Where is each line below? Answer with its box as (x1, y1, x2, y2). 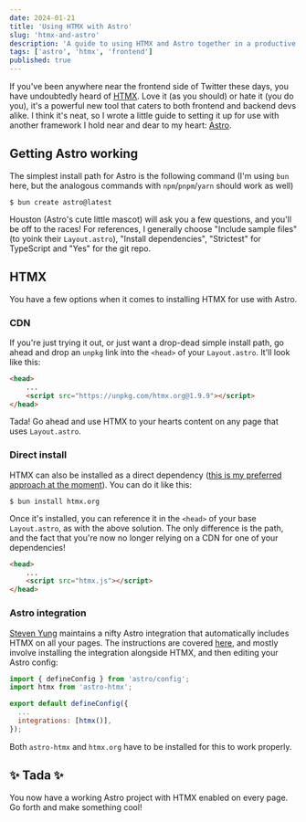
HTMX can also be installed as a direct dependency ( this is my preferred (9, 469, 282, 480)
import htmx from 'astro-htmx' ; (9, 682, 132, 692)
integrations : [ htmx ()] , (17, 716, 112, 726)
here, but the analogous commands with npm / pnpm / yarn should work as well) (9, 180, 294, 191)
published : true (9, 56, 71, 65)
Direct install (9, 448, 67, 461)
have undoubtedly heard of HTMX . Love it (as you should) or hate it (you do (9, 90, 294, 101)
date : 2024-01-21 (9, 13, 76, 23)
